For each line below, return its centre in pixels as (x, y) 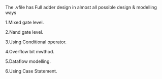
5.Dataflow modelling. (28, 61)
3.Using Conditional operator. (36, 42)
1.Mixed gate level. (25, 22)
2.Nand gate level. (24, 32)
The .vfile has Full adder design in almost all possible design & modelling (81, 7)
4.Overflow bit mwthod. (30, 52)
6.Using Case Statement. (31, 71)
